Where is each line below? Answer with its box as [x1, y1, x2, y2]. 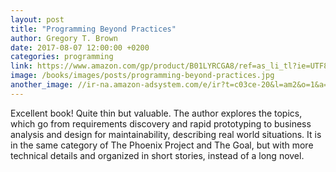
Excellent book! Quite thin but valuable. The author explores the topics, [10, 107, 303, 119]
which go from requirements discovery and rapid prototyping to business [10, 117, 312, 130]
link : [10, 61, 33, 71]
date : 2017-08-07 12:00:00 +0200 [10, 42, 150, 53]
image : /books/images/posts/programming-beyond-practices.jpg [10, 71, 275, 81]
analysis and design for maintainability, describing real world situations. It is [10, 128, 322, 140]
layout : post [10, 14, 65, 25]
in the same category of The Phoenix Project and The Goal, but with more [10, 139, 314, 151]
